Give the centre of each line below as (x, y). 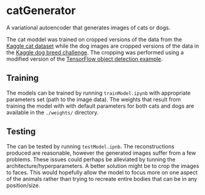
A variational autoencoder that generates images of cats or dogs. (88, 28)
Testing (21, 132)
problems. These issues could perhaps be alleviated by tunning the (91, 159)
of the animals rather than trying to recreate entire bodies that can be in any (102, 178)
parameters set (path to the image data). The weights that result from (94, 99)
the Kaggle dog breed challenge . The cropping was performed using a (95, 52)
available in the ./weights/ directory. (53, 112)
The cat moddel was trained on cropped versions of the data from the (94, 39)
